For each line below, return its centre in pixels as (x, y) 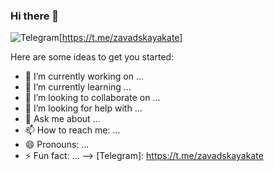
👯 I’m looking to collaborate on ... (92, 98)
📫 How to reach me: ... (72, 130)
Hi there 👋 (35, 16)
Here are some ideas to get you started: (92, 57)
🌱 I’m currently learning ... (78, 87)
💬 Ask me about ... (62, 119)
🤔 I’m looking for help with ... (83, 108)
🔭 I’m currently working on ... (84, 76)
